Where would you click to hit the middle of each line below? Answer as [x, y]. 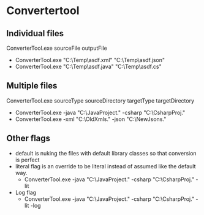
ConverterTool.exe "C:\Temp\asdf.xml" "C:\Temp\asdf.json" [90, 60]
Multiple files [32, 86]
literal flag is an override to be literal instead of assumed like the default [105, 166]
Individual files [35, 33]
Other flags [28, 139]
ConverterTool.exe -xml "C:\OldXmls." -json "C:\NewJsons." [91, 119]
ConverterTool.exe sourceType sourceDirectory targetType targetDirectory [100, 100]
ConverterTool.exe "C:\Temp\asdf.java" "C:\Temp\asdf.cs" [88, 66]
